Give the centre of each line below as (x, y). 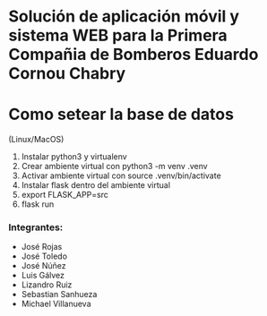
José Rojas (42, 247)
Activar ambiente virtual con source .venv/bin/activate (121, 175)
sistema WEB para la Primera (118, 35)
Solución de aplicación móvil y (124, 17)
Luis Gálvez (43, 276)
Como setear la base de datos (121, 115)
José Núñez (43, 266)
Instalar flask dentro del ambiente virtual (96, 185)
